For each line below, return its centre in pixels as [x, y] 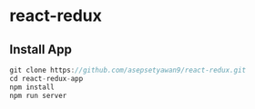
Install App [41, 50]
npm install [32, 87]
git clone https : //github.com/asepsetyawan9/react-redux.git [128, 70]
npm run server [38, 95]
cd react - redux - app [46, 78]
